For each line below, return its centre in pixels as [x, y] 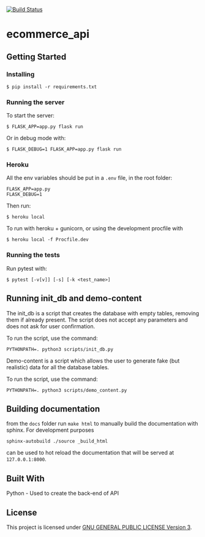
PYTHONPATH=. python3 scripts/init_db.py [60, 349]
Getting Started [36, 57]
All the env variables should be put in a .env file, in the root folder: [89, 178]
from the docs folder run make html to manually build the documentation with [102, 424]
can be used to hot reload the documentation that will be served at [90, 453]
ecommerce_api [48, 34]
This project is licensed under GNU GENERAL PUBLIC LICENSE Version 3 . [99, 527]
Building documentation [53, 409]
